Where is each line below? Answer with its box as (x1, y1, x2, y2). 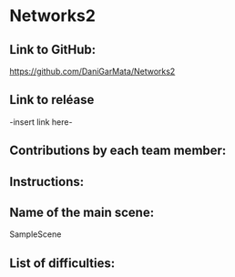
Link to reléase (9, 92, 95, 108)
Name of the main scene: (9, 204, 155, 220)
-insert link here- (9, 116, 73, 128)
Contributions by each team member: (9, 143, 227, 159)
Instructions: (9, 174, 85, 190)
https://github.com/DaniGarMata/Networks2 (9, 66, 176, 77)
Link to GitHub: (9, 42, 97, 57)
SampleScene (9, 229, 62, 240)
